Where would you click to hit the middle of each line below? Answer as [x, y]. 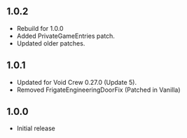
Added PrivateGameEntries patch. [65, 36]
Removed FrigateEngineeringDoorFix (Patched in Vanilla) [98, 90]
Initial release [36, 128]
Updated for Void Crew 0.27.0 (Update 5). [77, 82]
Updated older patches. [51, 43]
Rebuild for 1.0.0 [40, 28]
